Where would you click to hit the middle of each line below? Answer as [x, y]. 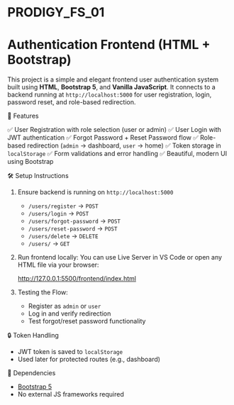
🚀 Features [23, 116]
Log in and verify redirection [69, 314]
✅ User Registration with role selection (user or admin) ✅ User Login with [115, 130]
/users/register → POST [63, 206]
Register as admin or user [65, 306]
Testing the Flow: [43, 292]
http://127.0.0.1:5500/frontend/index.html [77, 279]
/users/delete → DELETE [63, 236]
